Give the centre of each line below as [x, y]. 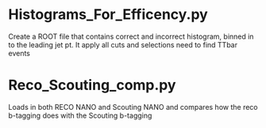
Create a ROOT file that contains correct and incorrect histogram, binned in [131, 36]
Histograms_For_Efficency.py [108, 15]
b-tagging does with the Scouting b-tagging [80, 115]
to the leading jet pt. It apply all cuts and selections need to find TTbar [123, 44]
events [19, 53]
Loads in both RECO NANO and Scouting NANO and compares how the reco [133, 107]
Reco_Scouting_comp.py [92, 85]
